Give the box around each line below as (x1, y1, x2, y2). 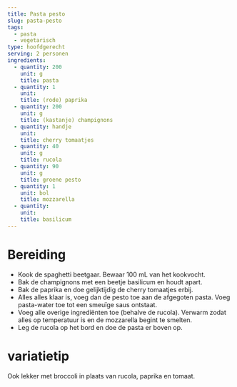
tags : (7, 24, 24, 31)
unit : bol (20, 190, 50, 197)
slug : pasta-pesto (7, 17, 62, 24)
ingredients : (7, 57, 46, 64)
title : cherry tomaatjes (20, 136, 94, 143)
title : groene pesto (20, 176, 81, 183)
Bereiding (7, 247, 66, 262)
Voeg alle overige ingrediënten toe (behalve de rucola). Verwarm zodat (17, 308, 227, 316)
